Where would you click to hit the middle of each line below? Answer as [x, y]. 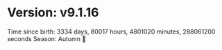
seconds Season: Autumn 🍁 [47, 38]
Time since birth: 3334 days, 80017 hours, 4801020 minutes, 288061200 [111, 32]
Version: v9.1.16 [53, 13]
